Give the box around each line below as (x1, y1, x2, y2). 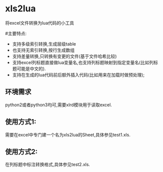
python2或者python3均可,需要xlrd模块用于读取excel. (5, 102, 112, 108)
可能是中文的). (16, 65, 46, 72)
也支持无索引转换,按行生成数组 (12, 47, 75, 53)
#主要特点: (5, 30, 27, 36)
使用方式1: (5, 118, 37, 126)
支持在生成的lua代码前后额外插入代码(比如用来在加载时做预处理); (12, 72, 145, 78)
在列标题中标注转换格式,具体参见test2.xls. (5, 162, 90, 168)
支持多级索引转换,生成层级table (12, 41, 76, 47)
